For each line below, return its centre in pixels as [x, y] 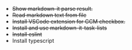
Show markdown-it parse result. [52, 9]
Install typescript [33, 41]
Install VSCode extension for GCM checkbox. [69, 21]
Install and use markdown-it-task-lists [60, 28]
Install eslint [27, 34]
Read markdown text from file [49, 15]
